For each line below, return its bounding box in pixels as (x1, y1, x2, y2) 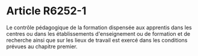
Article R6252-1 (6, 4, 87, 18)
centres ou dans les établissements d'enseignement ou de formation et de (6, 30, 191, 37)
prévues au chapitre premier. (6, 43, 78, 50)
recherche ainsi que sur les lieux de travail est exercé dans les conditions (6, 36, 188, 43)
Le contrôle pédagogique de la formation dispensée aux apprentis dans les (6, 24, 192, 31)
